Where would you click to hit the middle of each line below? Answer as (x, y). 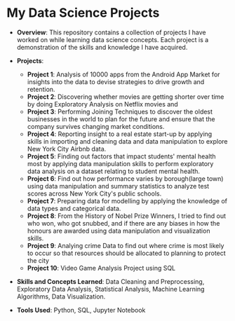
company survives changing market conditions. (96, 126)
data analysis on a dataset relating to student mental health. (114, 171)
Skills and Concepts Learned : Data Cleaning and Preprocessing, (110, 281)
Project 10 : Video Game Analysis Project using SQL (101, 268)
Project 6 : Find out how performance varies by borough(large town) (125, 178)
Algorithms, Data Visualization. (61, 296)
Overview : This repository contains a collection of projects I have (111, 32)
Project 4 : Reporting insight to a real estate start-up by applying (120, 134)
